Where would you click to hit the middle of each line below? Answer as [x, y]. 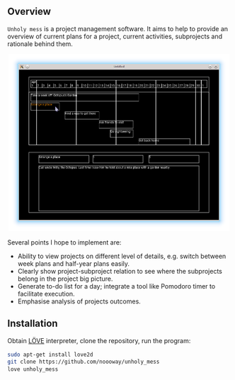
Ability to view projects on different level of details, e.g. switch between [122, 256]
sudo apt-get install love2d [50, 354]
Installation [33, 324]
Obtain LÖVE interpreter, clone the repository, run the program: [99, 340]
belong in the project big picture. [65, 279]
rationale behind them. [40, 44]
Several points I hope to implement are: [64, 242]
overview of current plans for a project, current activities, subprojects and [115, 36]
